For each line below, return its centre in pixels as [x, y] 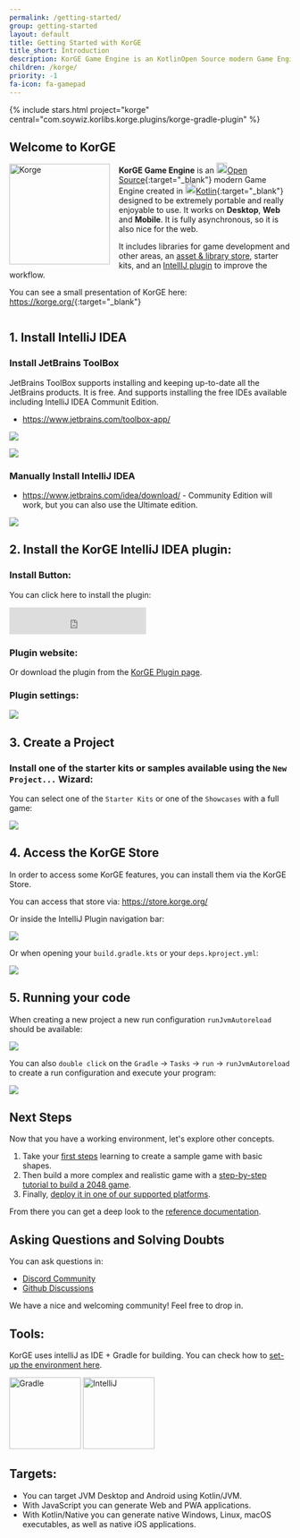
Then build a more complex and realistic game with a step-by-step [145, 1175]
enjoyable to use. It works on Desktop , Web [200, 210]
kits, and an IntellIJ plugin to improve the [193, 266]
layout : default [39, 34]
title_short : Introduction [59, 51]
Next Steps [41, 1117]
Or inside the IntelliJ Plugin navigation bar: [87, 919]
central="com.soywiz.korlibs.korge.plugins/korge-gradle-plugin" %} [135, 119]
